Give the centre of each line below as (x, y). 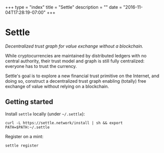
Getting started (29, 102)
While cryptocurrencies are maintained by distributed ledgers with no (76, 55)
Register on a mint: (24, 136)
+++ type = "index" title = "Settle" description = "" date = (64, 7)
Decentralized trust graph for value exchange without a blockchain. (74, 46)
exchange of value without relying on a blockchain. (57, 86)
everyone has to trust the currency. (41, 66)
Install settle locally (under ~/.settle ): (45, 114)
